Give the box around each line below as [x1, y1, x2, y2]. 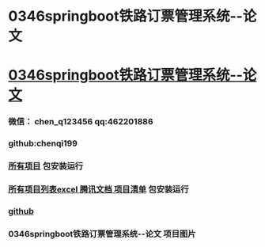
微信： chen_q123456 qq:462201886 [8, 116, 153, 127]
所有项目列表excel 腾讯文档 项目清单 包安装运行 [8, 184, 189, 195]
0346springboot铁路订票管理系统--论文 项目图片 [8, 228, 196, 239]
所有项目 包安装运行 [8, 161, 84, 172]
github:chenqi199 [8, 138, 78, 149]
